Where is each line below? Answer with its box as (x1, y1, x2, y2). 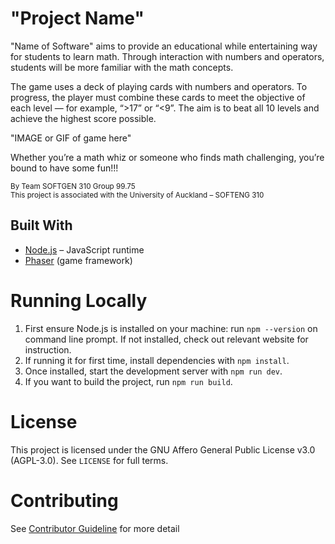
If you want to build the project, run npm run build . (24, 375, 233, 387)
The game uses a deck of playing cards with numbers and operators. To (10, 80, 308, 92)
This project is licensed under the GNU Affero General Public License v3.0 (10, 443, 316, 456)
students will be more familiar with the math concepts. (10, 61, 234, 73)
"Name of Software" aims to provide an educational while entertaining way (10, 40, 318, 52)
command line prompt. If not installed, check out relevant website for (24, 333, 309, 345)
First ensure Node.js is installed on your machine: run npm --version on (24, 322, 318, 334)
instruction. (24, 343, 72, 356)
